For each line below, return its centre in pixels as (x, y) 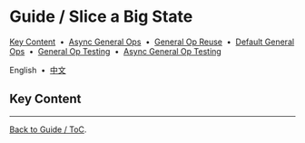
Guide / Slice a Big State (101, 17)
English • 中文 (38, 70)
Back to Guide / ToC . (48, 129)
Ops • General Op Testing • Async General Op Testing (116, 51)
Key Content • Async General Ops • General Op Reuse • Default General (152, 42)
